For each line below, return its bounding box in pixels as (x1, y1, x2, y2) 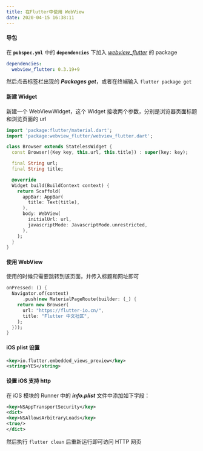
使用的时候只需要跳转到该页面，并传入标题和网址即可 (6, 273, 139, 280)
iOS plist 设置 (6, 343, 40, 351)
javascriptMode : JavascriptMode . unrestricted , (28, 222, 148, 228)
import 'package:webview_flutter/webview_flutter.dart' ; (6, 133, 153, 139)
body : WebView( (22, 211, 61, 217)
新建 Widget (6, 93, 38, 100)
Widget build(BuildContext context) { (12, 182, 110, 188)
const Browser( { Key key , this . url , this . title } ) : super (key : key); (12, 150, 188, 156)
